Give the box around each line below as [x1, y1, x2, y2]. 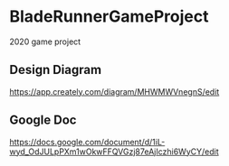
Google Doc [9, 113, 77, 128]
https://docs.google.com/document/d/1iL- [9, 136, 166, 147]
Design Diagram [9, 62, 102, 78]
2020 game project [9, 36, 81, 47]
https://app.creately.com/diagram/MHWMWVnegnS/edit [9, 86, 220, 97]
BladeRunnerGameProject [9, 6, 209, 27]
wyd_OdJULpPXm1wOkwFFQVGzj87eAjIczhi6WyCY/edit [9, 146, 219, 157]
